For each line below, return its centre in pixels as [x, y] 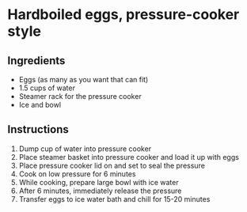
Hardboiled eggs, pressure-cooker [123, 15]
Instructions [38, 129]
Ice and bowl [40, 105]
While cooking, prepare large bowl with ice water [99, 182]
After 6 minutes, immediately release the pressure [100, 191]
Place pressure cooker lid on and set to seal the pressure [112, 165]
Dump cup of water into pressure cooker [85, 149]
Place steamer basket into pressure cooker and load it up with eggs [129, 157]
